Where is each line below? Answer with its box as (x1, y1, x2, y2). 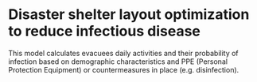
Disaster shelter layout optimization (8, 6, 250, 24)
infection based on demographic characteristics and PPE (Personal (8, 57, 228, 66)
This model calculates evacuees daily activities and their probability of (8, 48, 239, 58)
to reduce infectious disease (8, 22, 201, 40)
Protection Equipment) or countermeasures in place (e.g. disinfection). (8, 65, 239, 74)
